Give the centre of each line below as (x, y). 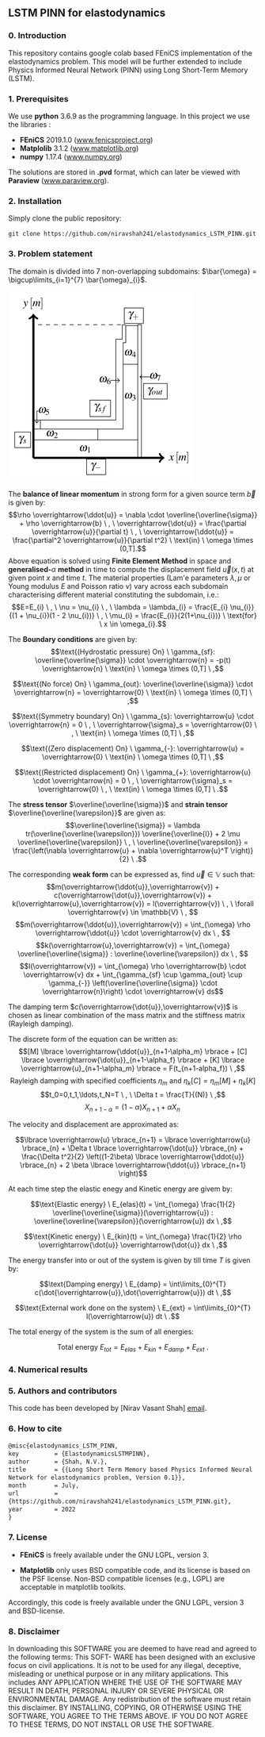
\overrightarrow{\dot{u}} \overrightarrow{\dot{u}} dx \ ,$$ (133, 1245)
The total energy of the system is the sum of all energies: (101, 1332)
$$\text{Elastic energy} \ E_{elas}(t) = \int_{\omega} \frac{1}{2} (133, 1205)
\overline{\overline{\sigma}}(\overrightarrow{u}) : (133, 1212)
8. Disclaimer (34, 1631)
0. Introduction (38, 36)
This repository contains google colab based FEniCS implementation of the (131, 53)
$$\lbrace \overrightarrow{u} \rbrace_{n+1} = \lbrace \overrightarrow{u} (133, 1140)
